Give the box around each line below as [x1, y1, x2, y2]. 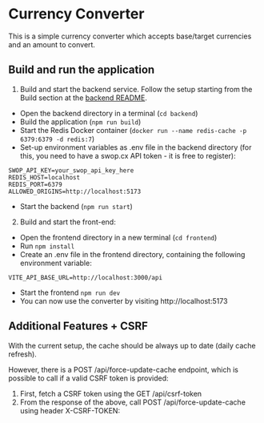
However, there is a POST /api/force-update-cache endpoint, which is [8, 365, 238, 374]
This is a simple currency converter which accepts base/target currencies [8, 31, 252, 41]
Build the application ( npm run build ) [19, 117, 142, 127]
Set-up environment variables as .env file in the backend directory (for [19, 142, 252, 152]
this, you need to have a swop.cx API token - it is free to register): [19, 151, 236, 160]
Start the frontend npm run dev [19, 288, 121, 297]
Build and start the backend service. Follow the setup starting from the [19, 84, 253, 94]
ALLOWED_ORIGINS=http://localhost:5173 [8, 187, 142, 195]
